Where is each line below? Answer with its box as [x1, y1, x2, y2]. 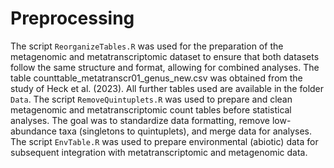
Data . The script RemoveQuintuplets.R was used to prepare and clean [10, 93, 293, 105]
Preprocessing [10, 7, 135, 30]
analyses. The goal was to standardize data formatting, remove [10, 114, 270, 126]
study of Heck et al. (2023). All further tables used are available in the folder [10, 82, 325, 94]
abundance [10, 125, 57, 137]
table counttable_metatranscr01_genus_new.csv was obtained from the [10, 72, 303, 84]
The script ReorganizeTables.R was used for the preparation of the [10, 40, 284, 52]
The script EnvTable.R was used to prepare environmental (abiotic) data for [10, 135, 319, 147]
